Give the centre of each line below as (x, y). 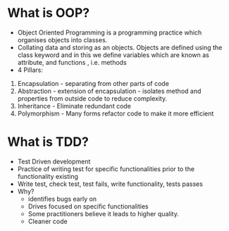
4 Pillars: (30, 70)
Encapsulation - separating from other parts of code (93, 83)
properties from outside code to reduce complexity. (92, 98)
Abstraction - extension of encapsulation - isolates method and (109, 91)
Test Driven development (54, 161)
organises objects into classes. (62, 39)
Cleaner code (48, 221)
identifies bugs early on (62, 199)
